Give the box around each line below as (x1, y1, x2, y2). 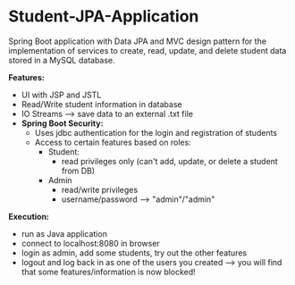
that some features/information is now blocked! (21, 266, 196, 277)
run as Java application (21, 228, 108, 239)
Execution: (8, 211, 50, 222)
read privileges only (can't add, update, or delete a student (61, 155, 278, 166)
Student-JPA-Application (8, 6, 199, 27)
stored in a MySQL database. (8, 54, 115, 65)
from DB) (61, 165, 96, 176)
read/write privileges (61, 184, 139, 195)
